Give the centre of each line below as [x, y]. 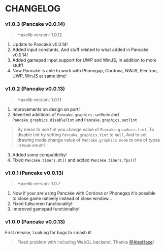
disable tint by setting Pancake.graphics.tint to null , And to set [82, 135]
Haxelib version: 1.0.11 [39, 100]
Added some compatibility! [40, 154]
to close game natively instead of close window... [62, 199]
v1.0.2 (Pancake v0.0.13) [35, 89]
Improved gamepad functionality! [46, 209]
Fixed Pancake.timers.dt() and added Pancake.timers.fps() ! [74, 160]
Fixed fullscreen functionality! [42, 204]
